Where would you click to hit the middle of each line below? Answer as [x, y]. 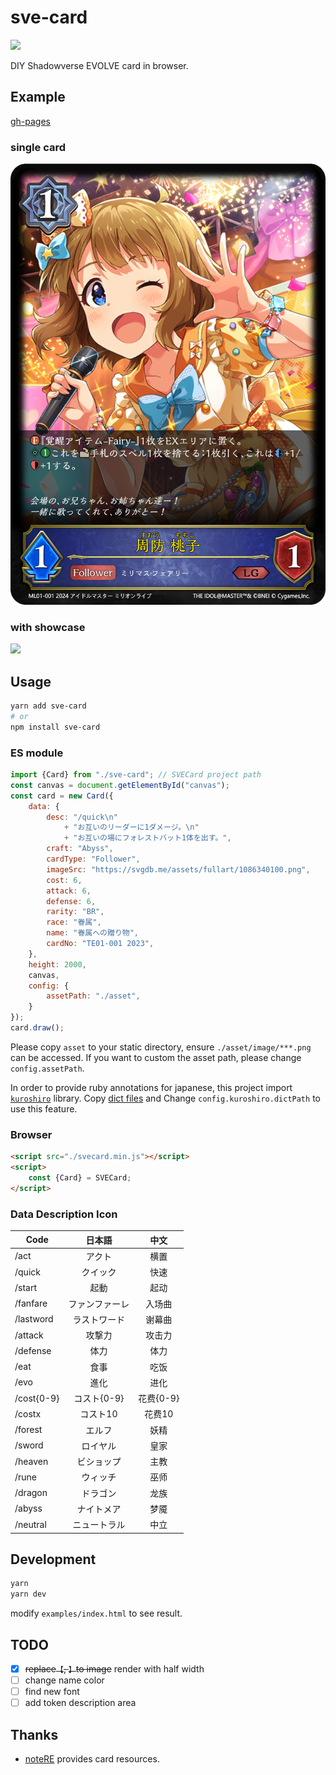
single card [38, 147]
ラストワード [99, 1319]
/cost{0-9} [37, 1398]
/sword [29, 1445]
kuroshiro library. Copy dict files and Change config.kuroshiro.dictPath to [165, 1098]
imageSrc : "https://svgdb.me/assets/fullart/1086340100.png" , [178, 869]
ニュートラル [99, 1525]
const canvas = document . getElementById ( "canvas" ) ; [120, 785]
